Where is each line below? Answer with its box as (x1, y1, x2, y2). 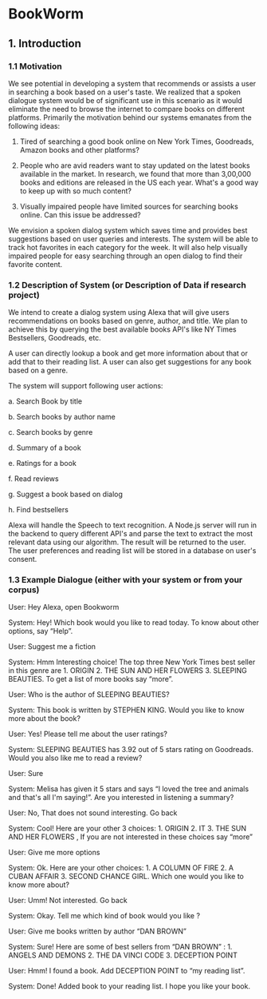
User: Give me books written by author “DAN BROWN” (8, 926, 187, 936)
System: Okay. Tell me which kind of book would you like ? (8, 911, 201, 921)
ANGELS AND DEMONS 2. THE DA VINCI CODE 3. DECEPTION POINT (8, 950, 238, 960)
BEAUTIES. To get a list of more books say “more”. (8, 675, 174, 684)
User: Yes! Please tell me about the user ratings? (8, 729, 167, 739)
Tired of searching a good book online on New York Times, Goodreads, (19, 137, 254, 146)
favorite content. (8, 259, 63, 269)
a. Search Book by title (8, 396, 83, 406)
